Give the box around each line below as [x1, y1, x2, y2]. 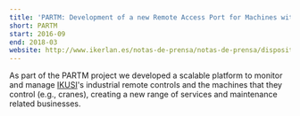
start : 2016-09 [9, 29, 66, 38]
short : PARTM [9, 21, 58, 30]
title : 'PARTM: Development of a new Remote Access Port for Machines [9, 12, 278, 22]
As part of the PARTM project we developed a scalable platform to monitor [9, 70, 283, 81]
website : [9, 46, 42, 55]
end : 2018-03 [9, 37, 58, 47]
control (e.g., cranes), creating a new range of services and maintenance [9, 89, 279, 100]
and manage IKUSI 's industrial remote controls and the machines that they [9, 80, 283, 90]
